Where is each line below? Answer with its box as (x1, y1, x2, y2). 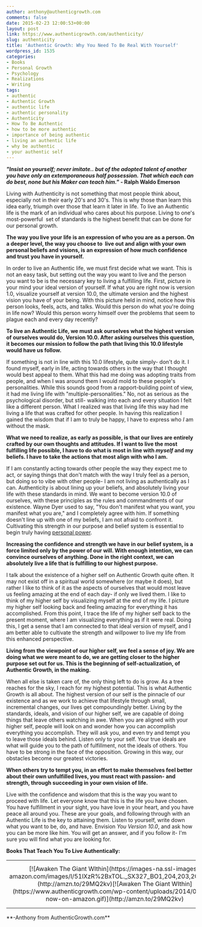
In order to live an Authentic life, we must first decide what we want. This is (6, 264, 192, 272)
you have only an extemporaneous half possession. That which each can (6, 172, 194, 179)
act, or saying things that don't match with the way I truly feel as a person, (6, 471, 190, 478)
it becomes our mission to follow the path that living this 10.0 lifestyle (6, 340, 183, 347)
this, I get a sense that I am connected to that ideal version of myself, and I (6, 622, 191, 629)
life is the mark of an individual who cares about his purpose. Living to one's (6, 209, 195, 216)
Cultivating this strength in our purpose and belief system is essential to (6, 522, 185, 529)
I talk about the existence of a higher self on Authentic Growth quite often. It (6, 571, 194, 578)
